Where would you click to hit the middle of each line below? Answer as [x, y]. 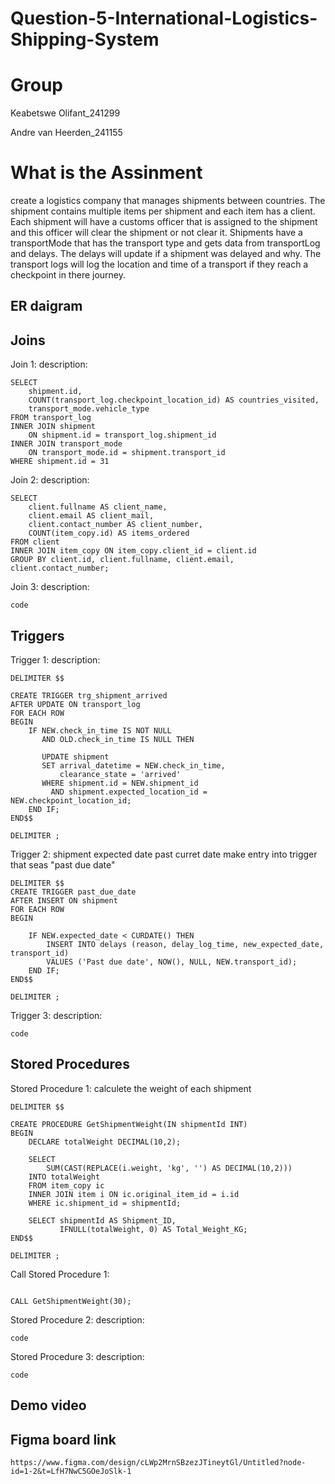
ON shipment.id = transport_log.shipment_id [122, 435]
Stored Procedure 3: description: [77, 1356]
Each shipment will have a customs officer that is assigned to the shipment [164, 222]
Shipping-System [85, 39]
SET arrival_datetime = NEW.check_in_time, [133, 766]
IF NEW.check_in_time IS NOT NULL [100, 731]
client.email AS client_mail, [91, 516]
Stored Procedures [70, 1064]
